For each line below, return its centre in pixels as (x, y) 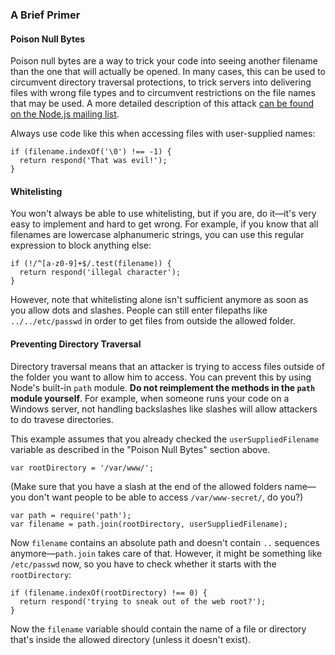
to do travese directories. (62, 419)
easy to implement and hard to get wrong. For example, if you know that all (164, 224)
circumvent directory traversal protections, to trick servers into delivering (161, 82)
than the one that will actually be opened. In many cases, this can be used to (168, 72)
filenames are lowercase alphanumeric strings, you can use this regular (157, 235)
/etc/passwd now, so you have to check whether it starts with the (143, 564)
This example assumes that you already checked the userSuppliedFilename (165, 439)
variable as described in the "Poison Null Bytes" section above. (140, 449)
